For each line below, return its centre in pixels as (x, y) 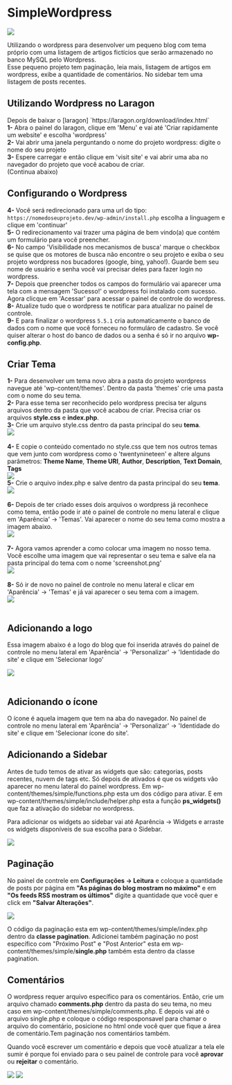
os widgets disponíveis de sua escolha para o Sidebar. (85, 829)
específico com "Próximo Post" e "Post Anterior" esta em (89, 944)
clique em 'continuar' (37, 225)
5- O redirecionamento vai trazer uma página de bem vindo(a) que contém (114, 232)
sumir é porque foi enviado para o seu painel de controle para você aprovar (115, 1055)
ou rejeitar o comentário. (43, 1061)
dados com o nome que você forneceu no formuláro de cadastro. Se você (113, 328)
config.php (24, 342)
